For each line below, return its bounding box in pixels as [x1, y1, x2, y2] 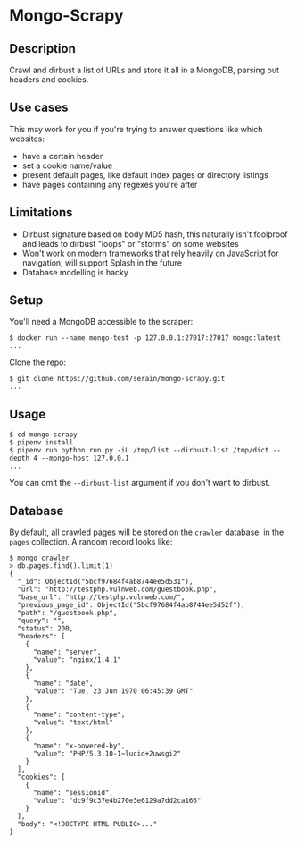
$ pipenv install [9, 438, 74, 447]
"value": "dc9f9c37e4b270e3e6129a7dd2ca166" [32, 797, 202, 806]
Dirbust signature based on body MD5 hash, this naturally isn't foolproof [21, 229, 288, 240]
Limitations [9, 205, 73, 220]
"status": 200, [17, 624, 74, 633]
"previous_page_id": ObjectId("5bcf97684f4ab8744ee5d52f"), [17, 601, 245, 610]
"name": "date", [32, 679, 94, 689]
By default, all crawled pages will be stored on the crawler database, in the [9, 527, 285, 537]
